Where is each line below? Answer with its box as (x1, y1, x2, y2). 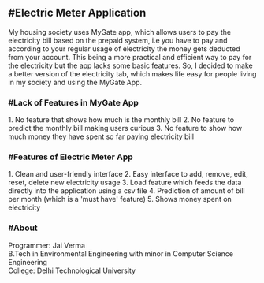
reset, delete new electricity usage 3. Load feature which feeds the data (8, 177, 242, 188)
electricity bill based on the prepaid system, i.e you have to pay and (8, 35, 228, 45)
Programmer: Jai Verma (8, 240, 85, 250)
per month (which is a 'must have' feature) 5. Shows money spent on (8, 195, 232, 204)
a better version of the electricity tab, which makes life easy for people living (8, 69, 257, 78)
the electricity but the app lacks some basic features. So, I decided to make (8, 61, 254, 70)
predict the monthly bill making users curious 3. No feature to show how (8, 124, 243, 133)
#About (8, 222, 38, 233)
